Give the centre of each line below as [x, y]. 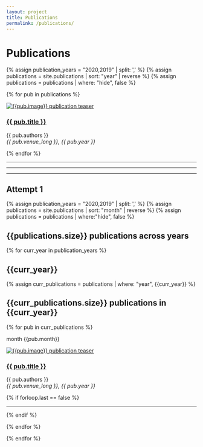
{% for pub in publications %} [43, 94]
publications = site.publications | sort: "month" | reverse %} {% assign [94, 210]
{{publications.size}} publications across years [98, 236]
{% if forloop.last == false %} [43, 398]
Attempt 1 [25, 189]
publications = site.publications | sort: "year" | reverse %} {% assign [91, 76]
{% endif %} [22, 415]
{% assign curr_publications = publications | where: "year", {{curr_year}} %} [101, 284]
